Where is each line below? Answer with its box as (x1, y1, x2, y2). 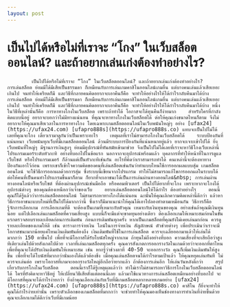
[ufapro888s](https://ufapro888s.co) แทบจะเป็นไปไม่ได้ (71, 126, 218, 133)
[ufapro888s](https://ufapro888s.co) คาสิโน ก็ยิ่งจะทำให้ (71, 282, 220, 289)
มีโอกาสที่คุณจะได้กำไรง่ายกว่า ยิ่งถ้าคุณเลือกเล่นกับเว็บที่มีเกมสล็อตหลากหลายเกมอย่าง (7, 276, 172, 283)
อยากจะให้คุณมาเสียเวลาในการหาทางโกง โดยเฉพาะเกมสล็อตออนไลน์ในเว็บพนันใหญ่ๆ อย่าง (7, 120, 185, 127)
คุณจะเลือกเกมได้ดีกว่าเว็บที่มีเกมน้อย (7, 294, 78, 301)
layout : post (7, 10, 45, 17)
